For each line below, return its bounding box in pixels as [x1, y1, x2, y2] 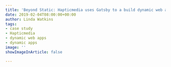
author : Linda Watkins [5, 17, 53, 22]
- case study [5, 26, 33, 31]
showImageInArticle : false [5, 49, 63, 54]
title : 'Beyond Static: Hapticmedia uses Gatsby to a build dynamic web [5, 7, 163, 13]
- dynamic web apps [5, 36, 47, 41]
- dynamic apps [5, 40, 38, 45]
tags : [5, 21, 17, 27]
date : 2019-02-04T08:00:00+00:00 [5, 12, 76, 17]
